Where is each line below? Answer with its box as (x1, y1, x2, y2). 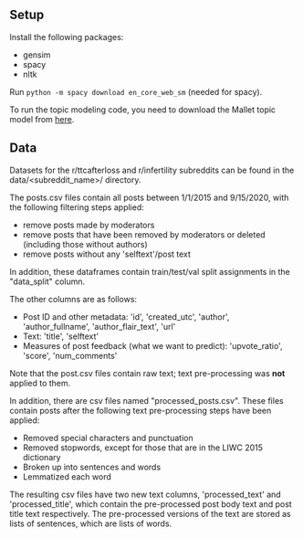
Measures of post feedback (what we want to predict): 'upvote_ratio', (22, 340, 283, 351)
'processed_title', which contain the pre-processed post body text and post (9, 498, 292, 510)
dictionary (22, 451, 61, 462)
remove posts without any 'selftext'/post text (22, 248, 192, 259)
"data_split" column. (9, 276, 86, 287)
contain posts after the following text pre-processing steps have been (9, 405, 272, 416)
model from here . (9, 113, 75, 124)
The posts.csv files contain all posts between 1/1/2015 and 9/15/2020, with (9, 192, 289, 203)
